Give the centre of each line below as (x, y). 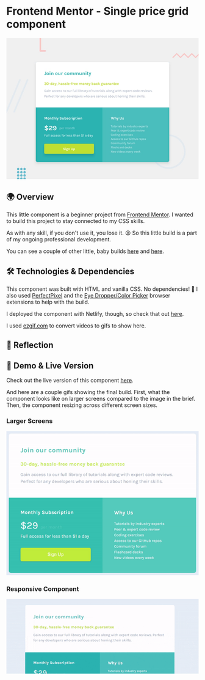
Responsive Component (43, 589)
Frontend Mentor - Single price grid (98, 11)
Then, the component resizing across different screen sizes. (82, 405)
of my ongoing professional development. (59, 239)
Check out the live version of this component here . (70, 381)
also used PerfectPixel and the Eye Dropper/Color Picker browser (88, 296)
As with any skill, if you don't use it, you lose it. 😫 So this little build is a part (102, 233)
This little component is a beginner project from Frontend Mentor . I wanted (100, 214)
